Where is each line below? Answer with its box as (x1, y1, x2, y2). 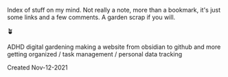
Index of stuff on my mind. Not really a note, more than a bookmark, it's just (7, 6, 221, 14)
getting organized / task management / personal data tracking (7, 50, 183, 58)
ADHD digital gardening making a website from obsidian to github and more (7, 43, 221, 51)
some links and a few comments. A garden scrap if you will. (7, 13, 176, 21)
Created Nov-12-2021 (7, 63, 68, 71)
